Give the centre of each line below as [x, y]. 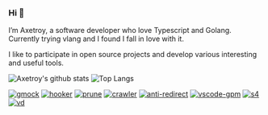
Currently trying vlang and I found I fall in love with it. [96, 39]
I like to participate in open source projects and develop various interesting [133, 55]
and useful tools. [36, 63]
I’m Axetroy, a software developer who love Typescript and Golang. [120, 31]
